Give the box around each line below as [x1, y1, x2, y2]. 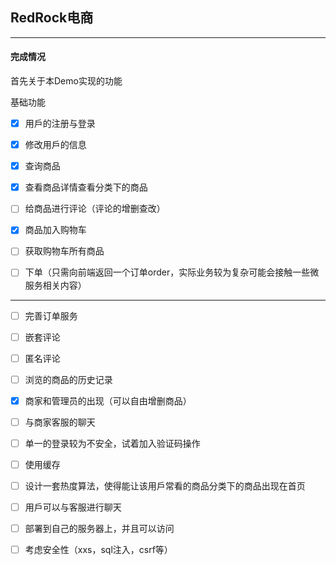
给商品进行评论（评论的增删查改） [24, 203, 166, 215]
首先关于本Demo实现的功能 [10, 75, 123, 87]
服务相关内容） [24, 279, 87, 291]
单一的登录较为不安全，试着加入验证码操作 [24, 437, 201, 449]
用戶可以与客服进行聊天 [24, 501, 122, 513]
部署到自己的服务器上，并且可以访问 [24, 523, 175, 535]
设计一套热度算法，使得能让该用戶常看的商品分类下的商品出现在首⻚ [24, 480, 306, 492]
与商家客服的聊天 [24, 416, 96, 428]
